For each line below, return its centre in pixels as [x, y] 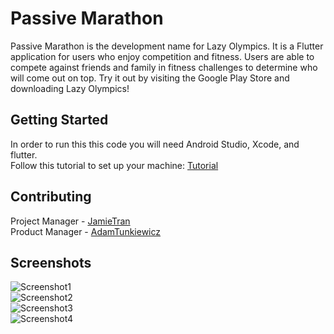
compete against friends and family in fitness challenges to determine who [164, 67]
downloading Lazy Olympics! [70, 88]
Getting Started [59, 120]
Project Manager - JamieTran [70, 221]
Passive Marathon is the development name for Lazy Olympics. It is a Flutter [167, 46]
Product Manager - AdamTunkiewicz [86, 231]
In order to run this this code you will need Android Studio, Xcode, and [155, 144]
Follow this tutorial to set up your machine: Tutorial [114, 165]
